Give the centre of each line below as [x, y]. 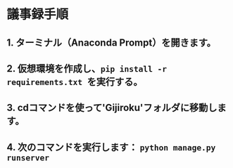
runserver [28, 157]
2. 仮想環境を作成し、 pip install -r [87, 69]
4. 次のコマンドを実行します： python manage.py [111, 147]
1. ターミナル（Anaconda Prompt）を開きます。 [111, 43]
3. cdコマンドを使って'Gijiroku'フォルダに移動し [112, 108]
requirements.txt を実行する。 [75, 82]
